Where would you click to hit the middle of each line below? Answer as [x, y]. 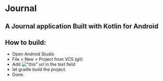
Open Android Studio [33, 54]
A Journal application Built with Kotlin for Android [82, 26]
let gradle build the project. [39, 69]
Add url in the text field [44, 64]
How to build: [26, 42]
